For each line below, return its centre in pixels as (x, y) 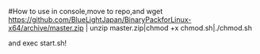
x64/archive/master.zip (46, 28)
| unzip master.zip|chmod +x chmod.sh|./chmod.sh (168, 28)
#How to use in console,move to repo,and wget (86, 11)
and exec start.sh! (38, 43)
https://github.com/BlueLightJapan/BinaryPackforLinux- (100, 20)
